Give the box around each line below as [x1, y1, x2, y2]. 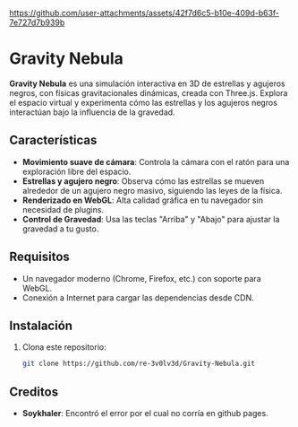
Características [9, 133, 98, 148]
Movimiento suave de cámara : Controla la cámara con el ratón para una [21, 156, 290, 167]
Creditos [9, 384, 59, 399]
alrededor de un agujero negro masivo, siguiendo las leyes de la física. [21, 185, 283, 196]
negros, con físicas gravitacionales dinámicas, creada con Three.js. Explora [9, 87, 288, 98]
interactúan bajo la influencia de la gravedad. [9, 107, 176, 118]
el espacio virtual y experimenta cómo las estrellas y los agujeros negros [9, 97, 277, 108]
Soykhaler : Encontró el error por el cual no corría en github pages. [21, 408, 268, 419]
